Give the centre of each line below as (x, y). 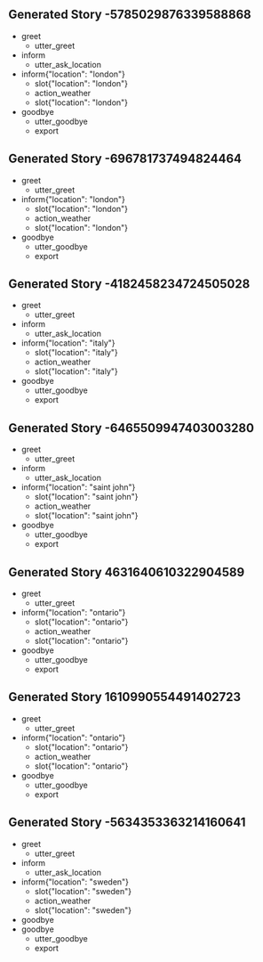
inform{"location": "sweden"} (75, 882)
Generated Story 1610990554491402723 (125, 697)
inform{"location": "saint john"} (78, 487)
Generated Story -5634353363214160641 (127, 823)
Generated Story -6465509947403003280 (131, 428)
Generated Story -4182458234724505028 (129, 284)
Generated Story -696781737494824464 (125, 159)
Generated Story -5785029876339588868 (130, 15)
